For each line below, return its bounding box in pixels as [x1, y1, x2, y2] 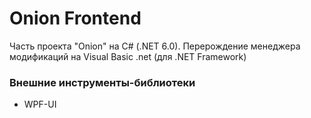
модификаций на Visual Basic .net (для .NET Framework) [9, 50, 247, 62]
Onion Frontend [9, 7, 142, 30]
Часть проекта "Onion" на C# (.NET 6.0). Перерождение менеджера [9, 40, 301, 52]
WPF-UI [23, 98, 57, 111]
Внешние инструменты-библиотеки [9, 75, 196, 89]
